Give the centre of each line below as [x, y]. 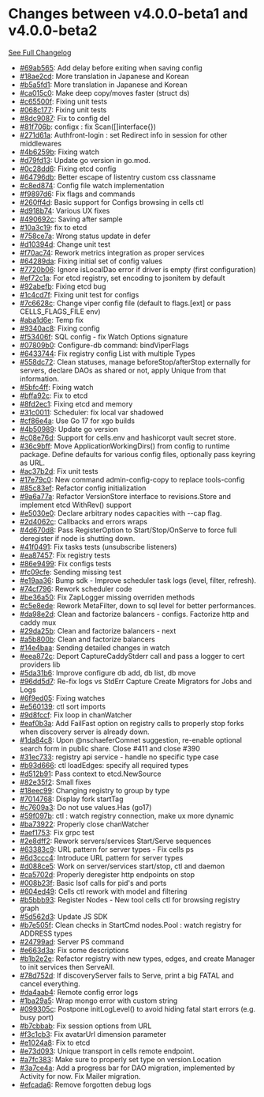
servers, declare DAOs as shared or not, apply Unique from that [123, 370]
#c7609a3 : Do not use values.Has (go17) [86, 807]
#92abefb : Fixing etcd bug [63, 286]
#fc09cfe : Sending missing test [71, 572]
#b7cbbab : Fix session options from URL [86, 1026]
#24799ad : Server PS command [72, 941]
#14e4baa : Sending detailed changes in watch [95, 647]
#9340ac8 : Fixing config [59, 328]
